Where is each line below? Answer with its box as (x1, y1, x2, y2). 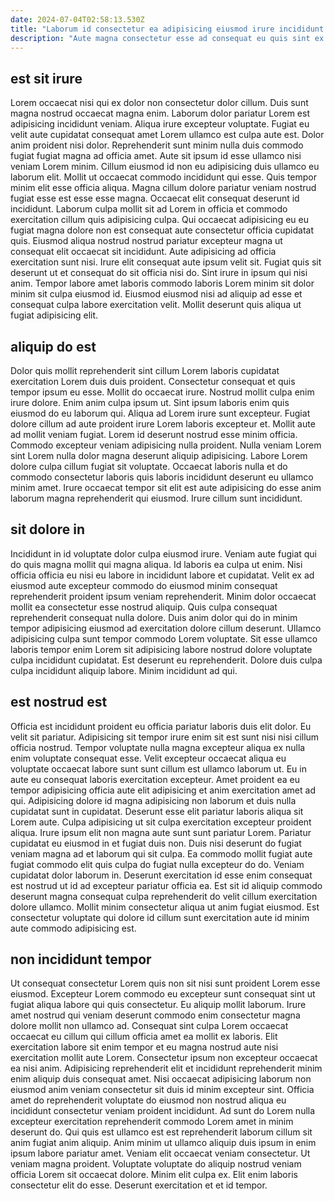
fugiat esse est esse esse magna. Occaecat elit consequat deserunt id (10, 192, 300, 205)
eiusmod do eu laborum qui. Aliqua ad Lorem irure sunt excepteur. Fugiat (10, 407, 311, 419)
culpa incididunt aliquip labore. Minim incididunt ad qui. (10, 664, 238, 676)
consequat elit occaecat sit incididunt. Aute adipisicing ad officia (10, 246, 277, 258)
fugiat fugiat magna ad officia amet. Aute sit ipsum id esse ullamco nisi (10, 150, 302, 162)
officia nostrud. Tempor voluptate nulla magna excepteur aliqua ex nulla (10, 741, 306, 753)
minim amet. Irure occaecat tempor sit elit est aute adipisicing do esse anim (10, 482, 322, 493)
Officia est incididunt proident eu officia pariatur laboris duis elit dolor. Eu (10, 720, 312, 732)
